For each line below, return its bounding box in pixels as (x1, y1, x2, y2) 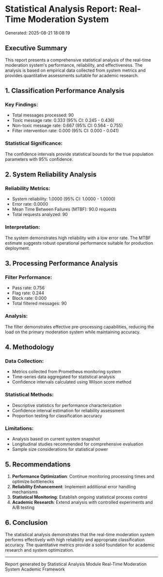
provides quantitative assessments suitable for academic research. (5, 72, 139, 78)
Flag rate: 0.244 (12, 290, 45, 296)
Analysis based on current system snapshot (12, 436, 100, 442)
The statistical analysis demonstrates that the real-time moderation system (5, 531, 155, 537)
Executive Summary (5, 44, 67, 52)
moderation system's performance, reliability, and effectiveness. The (5, 62, 143, 68)
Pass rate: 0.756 (12, 285, 45, 291)
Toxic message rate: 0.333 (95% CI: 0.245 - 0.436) (12, 117, 115, 123)
